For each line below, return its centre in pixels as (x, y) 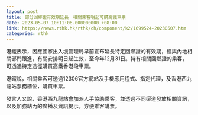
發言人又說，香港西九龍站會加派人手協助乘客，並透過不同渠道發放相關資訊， (99, 99)
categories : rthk (27, 34)
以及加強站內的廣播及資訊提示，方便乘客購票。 (63, 106)
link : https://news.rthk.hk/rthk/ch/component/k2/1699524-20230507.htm (96, 28)
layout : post (22, 12)
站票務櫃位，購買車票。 (40, 86)
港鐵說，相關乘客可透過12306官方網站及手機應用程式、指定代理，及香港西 (97, 79)
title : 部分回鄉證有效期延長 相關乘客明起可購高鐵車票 (66, 17)
